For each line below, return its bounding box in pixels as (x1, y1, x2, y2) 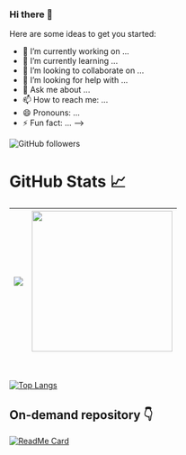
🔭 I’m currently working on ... (22, 46, 129, 57)
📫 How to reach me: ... (22, 95, 109, 105)
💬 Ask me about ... (22, 85, 91, 96)
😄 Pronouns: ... (22, 107, 81, 118)
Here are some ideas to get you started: (9, 29, 157, 40)
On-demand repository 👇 (9, 407, 154, 423)
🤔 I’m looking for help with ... (22, 75, 128, 86)
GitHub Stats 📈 (9, 171, 127, 192)
